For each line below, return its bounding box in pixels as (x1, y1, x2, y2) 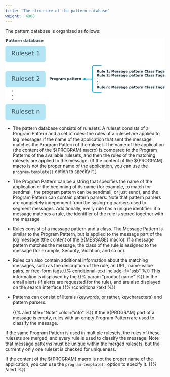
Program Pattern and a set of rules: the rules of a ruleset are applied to (12, 130, 160, 136)
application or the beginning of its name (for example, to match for (12, 183, 151, 190)
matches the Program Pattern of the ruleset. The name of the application (12, 141, 164, 147)
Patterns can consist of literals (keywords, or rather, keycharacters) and (12, 294, 162, 300)
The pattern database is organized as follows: (5, 28, 101, 34)
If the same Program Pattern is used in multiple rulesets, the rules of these (5, 330, 160, 336)
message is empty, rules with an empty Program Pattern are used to (12, 315, 155, 321)
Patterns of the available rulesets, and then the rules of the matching (12, 152, 156, 158)
